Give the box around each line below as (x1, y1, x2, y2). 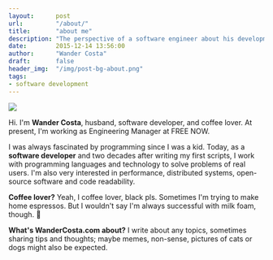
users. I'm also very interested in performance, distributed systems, (8, 167, 236, 177)
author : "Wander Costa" (8, 50, 107, 58)
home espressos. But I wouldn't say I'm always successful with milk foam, (8, 201, 257, 210)
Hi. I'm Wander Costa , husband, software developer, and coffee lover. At (8, 117, 253, 127)
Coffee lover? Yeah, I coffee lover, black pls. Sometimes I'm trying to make (8, 192, 259, 201)
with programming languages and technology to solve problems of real (8, 159, 246, 169)
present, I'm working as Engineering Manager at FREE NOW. (8, 126, 210, 136)
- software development (8, 80, 89, 88)
